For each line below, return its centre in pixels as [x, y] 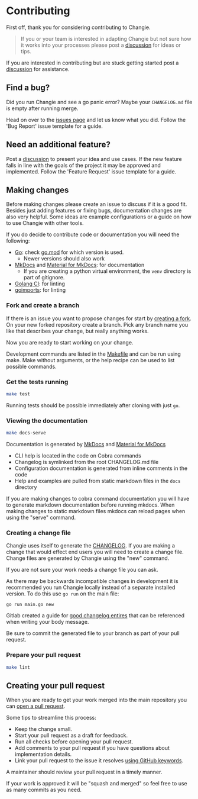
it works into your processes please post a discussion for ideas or [101, 45]
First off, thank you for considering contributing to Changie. [78, 27]
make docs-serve [26, 433]
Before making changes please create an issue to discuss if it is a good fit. [97, 204]
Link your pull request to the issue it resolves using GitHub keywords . [99, 761]
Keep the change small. [43, 729]
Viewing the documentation [47, 420]
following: [18, 241]
